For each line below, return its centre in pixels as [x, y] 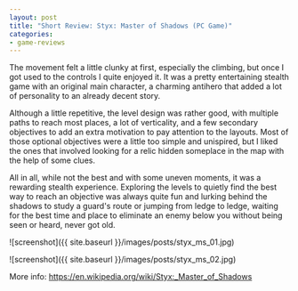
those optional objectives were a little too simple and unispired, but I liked [144, 141]
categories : [31, 34]
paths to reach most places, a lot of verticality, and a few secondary [134, 123]
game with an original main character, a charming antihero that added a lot [145, 86]
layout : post [33, 17]
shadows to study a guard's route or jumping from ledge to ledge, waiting [144, 206]
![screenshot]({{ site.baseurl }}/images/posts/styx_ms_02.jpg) [123, 260]
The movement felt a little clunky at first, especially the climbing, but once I [147, 68]
